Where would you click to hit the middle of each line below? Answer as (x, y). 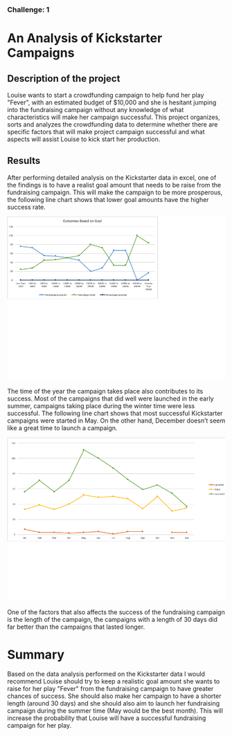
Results (24, 161)
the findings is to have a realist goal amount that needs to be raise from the (114, 185)
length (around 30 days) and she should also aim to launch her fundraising (114, 703)
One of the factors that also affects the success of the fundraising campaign (116, 612)
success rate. (27, 207)
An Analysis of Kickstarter (85, 38)
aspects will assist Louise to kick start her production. (84, 139)
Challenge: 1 (28, 10)
